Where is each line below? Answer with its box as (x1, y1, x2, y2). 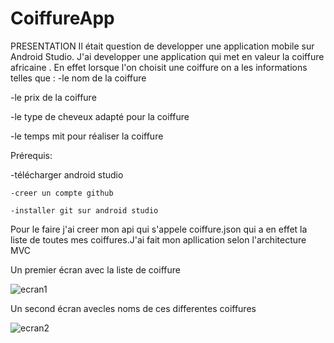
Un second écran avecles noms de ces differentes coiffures (10, 302, 257, 314)
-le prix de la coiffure (10, 91, 97, 103)
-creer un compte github (10, 188, 114, 198)
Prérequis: (10, 149, 53, 161)
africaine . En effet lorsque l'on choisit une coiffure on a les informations (10, 61, 308, 73)
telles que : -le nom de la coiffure (10, 72, 147, 84)
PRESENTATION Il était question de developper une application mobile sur (10, 40, 315, 52)
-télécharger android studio (10, 168, 124, 181)
